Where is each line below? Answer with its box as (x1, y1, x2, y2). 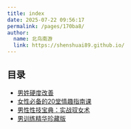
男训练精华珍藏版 (17, 114, 66, 122)
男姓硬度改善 (17, 89, 54, 97)
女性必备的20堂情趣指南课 (17, 97, 92, 105)
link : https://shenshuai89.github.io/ (13, 42, 125, 49)
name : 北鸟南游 (13, 36, 53, 43)
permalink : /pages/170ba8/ (7, 23, 85, 30)
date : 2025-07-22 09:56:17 (7, 16, 85, 23)
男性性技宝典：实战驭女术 (17, 106, 90, 114)
